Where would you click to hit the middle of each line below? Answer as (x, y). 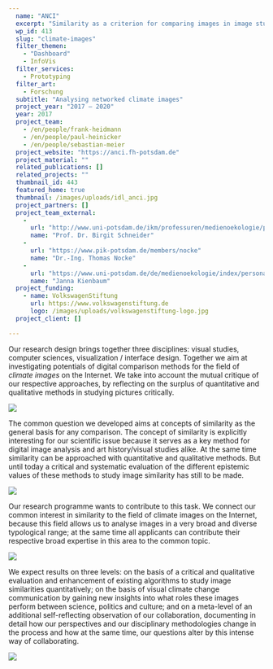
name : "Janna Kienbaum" (70, 281)
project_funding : (45, 289)
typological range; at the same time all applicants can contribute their (125, 532)
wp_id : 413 (34, 31)
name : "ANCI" (38, 16)
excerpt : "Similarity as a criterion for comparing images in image (134, 24)
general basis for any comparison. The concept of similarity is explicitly (128, 431)
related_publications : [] (60, 168)
